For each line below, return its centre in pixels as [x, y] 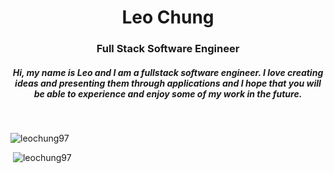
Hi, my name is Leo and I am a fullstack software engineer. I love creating [168, 72]
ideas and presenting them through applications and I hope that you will [168, 83]
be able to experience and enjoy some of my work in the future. [168, 93]
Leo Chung [168, 17]
